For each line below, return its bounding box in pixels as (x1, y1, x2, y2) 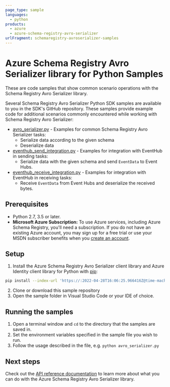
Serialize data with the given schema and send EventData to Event (20, 158, 158, 165)
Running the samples (5, 307, 73, 316)
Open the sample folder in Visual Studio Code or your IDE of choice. (12, 293, 154, 299)
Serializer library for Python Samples (5, 68, 163, 80)
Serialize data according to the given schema (20, 137, 115, 143)
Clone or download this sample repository (12, 287, 100, 294)
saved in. (12, 326, 32, 332)
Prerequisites (5, 200, 49, 209)
